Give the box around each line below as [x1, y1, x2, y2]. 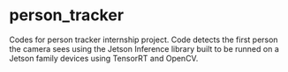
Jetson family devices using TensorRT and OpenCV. [9, 53, 199, 63]
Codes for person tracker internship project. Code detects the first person [9, 34, 278, 45]
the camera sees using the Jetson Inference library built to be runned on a [9, 43, 280, 54]
